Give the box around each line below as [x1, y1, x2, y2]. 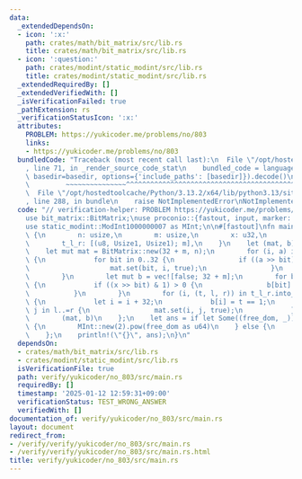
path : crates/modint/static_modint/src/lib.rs [25, 64, 203, 73]
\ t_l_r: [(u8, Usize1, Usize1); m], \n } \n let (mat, [25, 239, 283, 248]
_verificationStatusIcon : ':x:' [17, 113, 139, 122]
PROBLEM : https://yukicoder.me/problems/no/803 [25, 130, 207, 139]
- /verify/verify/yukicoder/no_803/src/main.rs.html [9, 448, 211, 457]
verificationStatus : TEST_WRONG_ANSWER [17, 397, 167, 407]
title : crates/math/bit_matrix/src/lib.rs [25, 47, 187, 56]
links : [25, 138, 50, 147]
